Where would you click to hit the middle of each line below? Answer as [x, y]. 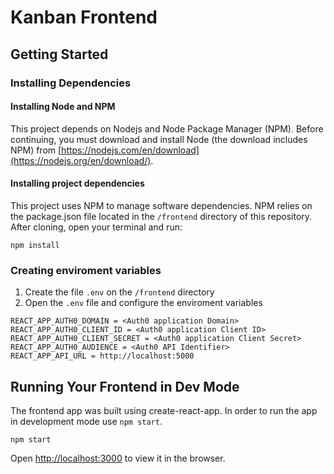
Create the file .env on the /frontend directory [119, 292]
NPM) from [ [36, 150]
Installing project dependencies [77, 183]
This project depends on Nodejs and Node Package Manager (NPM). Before [167, 128]
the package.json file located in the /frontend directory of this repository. [161, 216]
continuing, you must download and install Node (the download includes [159, 139]
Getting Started [59, 54]
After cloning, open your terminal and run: [96, 227]
